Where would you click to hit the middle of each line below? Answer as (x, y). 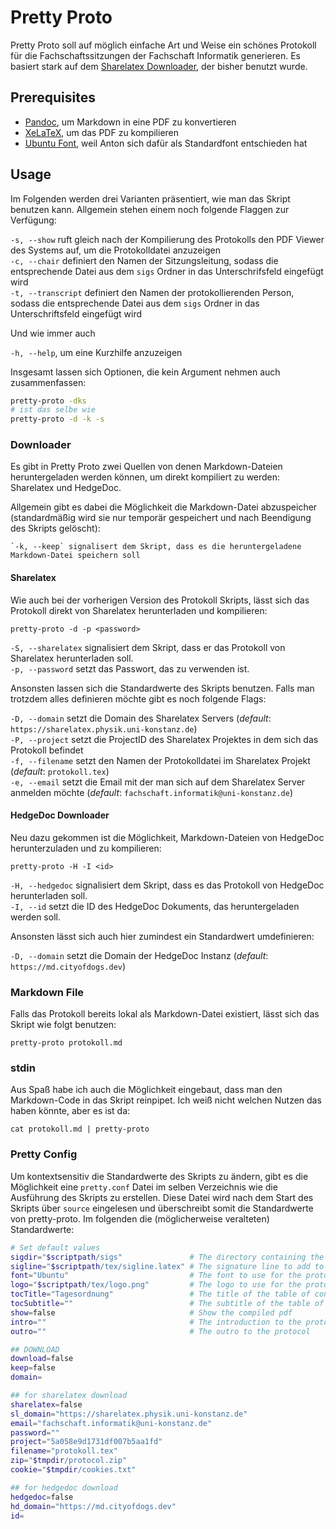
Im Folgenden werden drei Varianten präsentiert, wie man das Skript (150, 198)
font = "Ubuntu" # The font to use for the (156, 1276)
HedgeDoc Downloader (60, 815)
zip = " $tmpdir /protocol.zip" (69, 1461)
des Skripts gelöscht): (55, 528)
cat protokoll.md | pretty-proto (80, 1129)
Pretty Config (44, 1154)
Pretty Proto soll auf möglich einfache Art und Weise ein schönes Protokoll (163, 45)
